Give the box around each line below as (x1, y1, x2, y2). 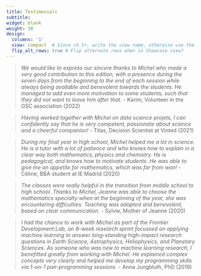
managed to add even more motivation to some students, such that (20, 89, 188, 96)
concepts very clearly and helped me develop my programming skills (20, 257, 193, 264)
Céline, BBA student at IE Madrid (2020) (20, 170, 120, 177)
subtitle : (6, 14, 31, 20)
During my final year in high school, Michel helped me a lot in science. (20, 138, 195, 145)
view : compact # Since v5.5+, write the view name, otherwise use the (11, 43, 195, 48)
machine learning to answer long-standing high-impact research (20, 231, 182, 238)
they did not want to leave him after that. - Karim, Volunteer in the (20, 96, 184, 103)
